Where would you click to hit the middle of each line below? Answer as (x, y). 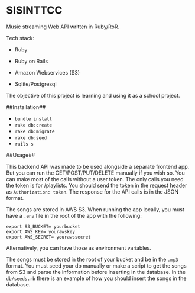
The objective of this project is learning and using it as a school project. (93, 95)
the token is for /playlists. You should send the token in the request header (97, 185)
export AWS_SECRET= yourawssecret (49, 237)
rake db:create (33, 125)
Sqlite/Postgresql (36, 84)
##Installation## (26, 107)
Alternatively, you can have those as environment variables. (79, 248)
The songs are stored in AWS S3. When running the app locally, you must (95, 209)
